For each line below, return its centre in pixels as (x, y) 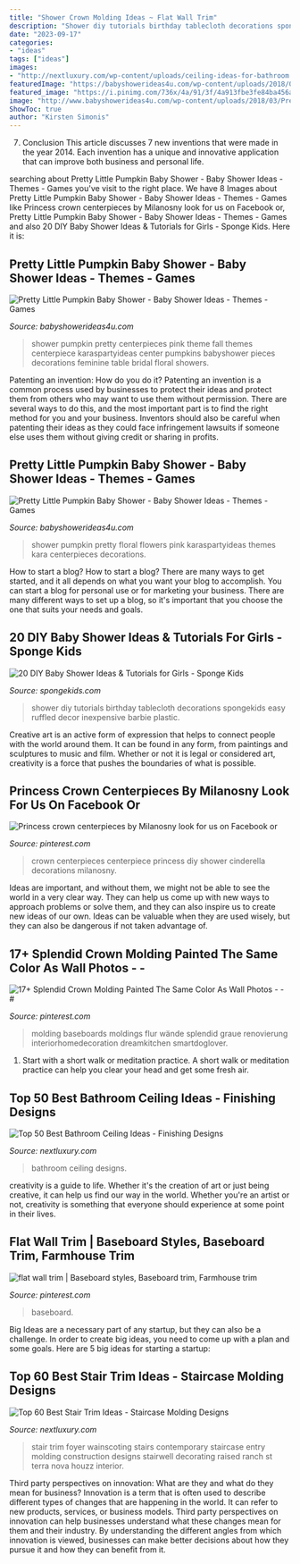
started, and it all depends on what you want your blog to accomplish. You (146, 581)
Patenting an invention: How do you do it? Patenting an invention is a (135, 380)
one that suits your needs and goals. (76, 610)
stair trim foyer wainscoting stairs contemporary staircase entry (148, 1446)
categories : (31, 42)
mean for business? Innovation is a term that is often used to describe (137, 1493)
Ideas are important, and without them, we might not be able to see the (140, 888)
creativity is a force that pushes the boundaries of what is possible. (133, 763)
